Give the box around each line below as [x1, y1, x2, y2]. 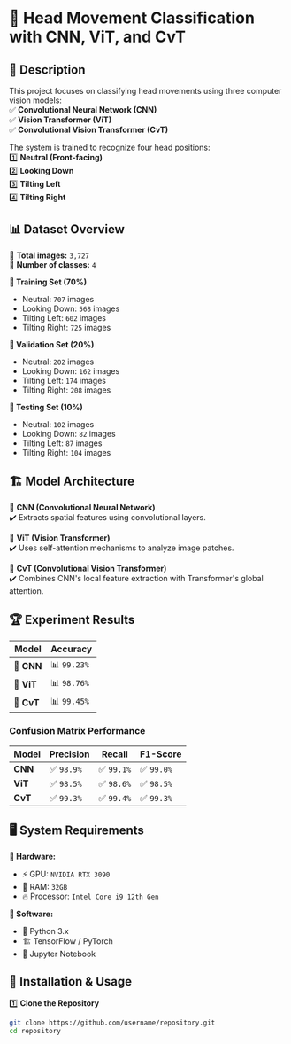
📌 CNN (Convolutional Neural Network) [9, 502, 157, 512]
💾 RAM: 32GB [21, 881, 68, 892]
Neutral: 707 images [21, 293, 95, 304]
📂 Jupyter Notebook [21, 948, 96, 959]
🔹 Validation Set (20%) [9, 339, 95, 349]
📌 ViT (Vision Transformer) [9, 532, 111, 543]
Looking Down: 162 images [21, 365, 120, 376]
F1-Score [140, 748, 182, 760]
